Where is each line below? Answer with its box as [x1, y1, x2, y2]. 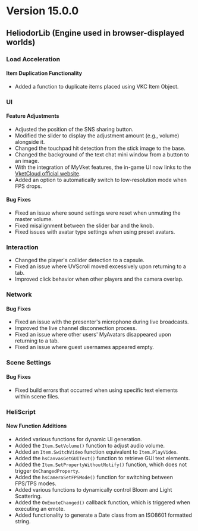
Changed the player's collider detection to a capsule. [14, 257, 144, 264]
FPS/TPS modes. [14, 480, 56, 487]
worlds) [6, 37, 36, 47]
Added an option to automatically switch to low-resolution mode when [14, 176, 187, 183]
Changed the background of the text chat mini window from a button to [14, 150, 189, 158]
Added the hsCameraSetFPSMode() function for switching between [14, 473, 174, 480]
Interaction [6, 243, 39, 251]
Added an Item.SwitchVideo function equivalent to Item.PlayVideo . [14, 448, 178, 455]
